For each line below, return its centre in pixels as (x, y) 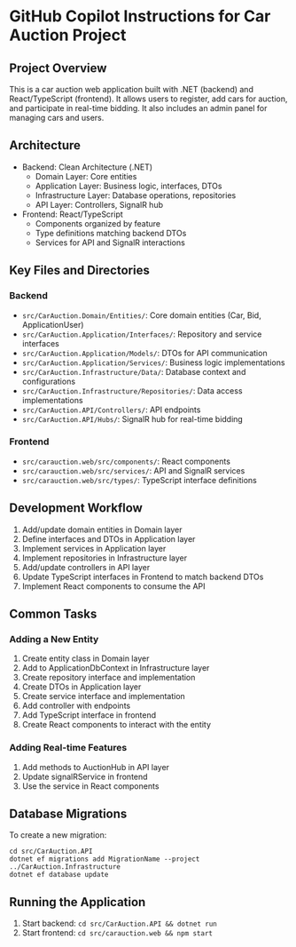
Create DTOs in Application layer (82, 687)
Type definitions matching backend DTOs (111, 233)
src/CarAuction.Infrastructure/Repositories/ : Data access (132, 390)
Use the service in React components (90, 786)
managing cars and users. (57, 118)
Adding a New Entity (54, 639)
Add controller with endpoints (76, 706)
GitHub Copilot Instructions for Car (140, 16)
